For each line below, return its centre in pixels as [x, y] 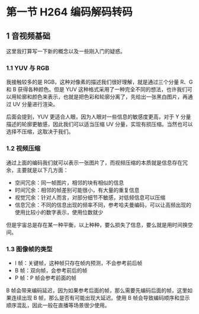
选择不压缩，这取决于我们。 [40, 132]
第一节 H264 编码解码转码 [69, 12]
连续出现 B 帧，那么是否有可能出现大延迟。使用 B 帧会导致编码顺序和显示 [101, 297]
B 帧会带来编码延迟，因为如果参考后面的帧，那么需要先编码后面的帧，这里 [97, 290]
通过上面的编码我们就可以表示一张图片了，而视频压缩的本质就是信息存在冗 [97, 162]
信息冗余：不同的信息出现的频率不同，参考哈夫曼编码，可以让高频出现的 [103, 204]
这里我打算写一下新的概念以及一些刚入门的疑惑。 [66, 51]
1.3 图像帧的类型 [29, 249]
